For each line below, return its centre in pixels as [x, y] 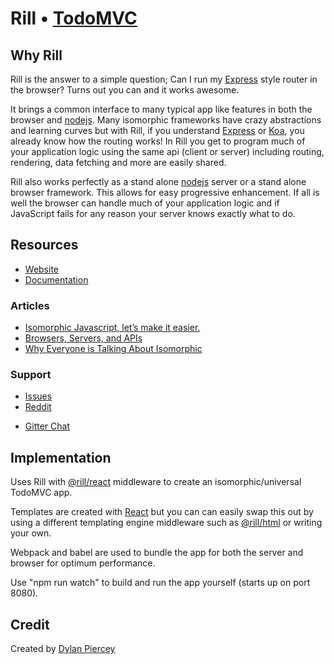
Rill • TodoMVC [74, 18]
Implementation [61, 457]
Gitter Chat [47, 426]
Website [42, 269]
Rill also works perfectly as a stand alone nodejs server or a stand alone [158, 181]
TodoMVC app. [41, 493]
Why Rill [36, 55]
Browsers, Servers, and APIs [83, 338]
